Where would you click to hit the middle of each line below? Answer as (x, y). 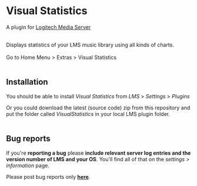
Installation (27, 82)
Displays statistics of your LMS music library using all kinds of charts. (90, 45)
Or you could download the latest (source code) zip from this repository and (98, 108)
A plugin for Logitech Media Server (49, 27)
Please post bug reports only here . (48, 177)
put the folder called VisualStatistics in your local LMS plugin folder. (88, 114)
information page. (28, 165)
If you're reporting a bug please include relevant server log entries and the (98, 153)
